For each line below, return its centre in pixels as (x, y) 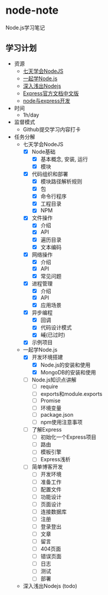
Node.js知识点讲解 (54, 380)
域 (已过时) (53, 335)
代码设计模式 (56, 328)
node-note (32, 10)
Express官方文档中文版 (51, 93)
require (49, 386)
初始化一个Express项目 (68, 437)
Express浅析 (55, 459)
